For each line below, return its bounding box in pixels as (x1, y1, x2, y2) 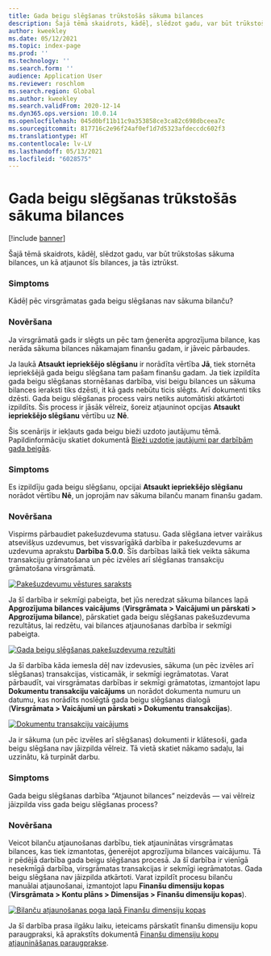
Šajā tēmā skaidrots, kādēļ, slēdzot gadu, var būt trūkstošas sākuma (8, 249, 235, 259)
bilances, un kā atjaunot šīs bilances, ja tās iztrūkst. (8, 258, 179, 268)
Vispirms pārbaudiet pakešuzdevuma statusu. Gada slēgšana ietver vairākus (8, 529, 263, 539)
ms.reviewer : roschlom (8, 79, 85, 87)
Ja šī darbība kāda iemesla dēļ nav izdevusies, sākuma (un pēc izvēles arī (8, 661, 254, 670)
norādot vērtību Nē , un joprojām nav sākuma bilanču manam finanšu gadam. (8, 491, 263, 501)
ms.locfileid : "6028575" (8, 154, 92, 163)
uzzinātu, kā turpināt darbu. (8, 752, 101, 762)
